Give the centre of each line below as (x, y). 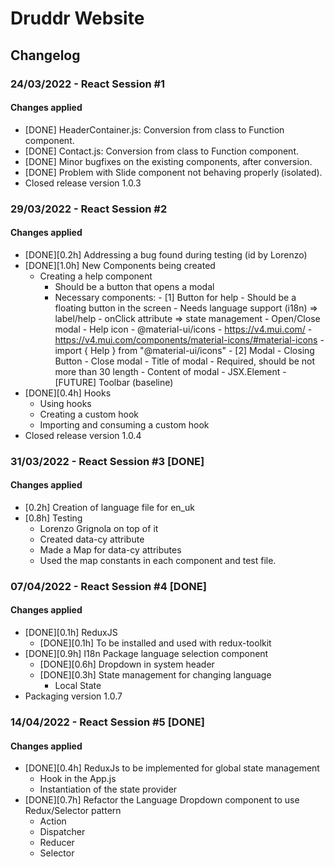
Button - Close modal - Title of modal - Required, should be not (185, 361)
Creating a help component (96, 276)
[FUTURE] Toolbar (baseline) (114, 382)
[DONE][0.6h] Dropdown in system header (127, 664)
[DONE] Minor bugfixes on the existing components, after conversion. (168, 161)
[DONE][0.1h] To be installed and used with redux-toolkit (155, 643)
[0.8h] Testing (53, 518)
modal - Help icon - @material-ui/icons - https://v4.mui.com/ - (183, 329)
